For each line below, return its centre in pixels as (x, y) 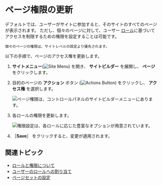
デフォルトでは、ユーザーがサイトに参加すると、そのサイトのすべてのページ (81, 24)
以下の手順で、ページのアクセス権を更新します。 (54, 56)
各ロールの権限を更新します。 (42, 115)
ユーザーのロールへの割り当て (42, 171)
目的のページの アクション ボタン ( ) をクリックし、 (80, 82)
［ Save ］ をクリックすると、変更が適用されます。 (62, 136)
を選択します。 (41, 89)
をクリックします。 (31, 72)
